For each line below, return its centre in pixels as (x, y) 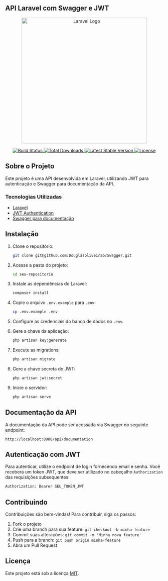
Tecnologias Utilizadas (34, 197)
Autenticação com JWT (43, 454)
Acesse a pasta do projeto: (40, 265)
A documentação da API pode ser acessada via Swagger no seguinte (77, 425)
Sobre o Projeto (30, 166)
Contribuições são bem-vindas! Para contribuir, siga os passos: (71, 514)
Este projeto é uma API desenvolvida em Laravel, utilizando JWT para (77, 178)
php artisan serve (32, 397)
